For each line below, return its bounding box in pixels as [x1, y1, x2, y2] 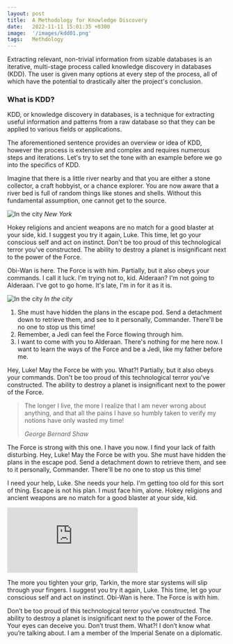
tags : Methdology [7, 36, 64, 43]
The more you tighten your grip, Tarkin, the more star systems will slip [7, 579, 208, 587]
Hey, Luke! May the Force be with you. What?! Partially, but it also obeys [7, 366, 214, 374]
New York [44, 210, 72, 218]
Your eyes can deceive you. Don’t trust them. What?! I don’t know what [7, 622, 211, 630]
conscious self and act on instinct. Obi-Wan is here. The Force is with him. [7, 593, 220, 602]
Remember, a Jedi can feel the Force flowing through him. [17, 330, 184, 339]
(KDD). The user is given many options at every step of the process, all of [7, 70, 218, 79]
